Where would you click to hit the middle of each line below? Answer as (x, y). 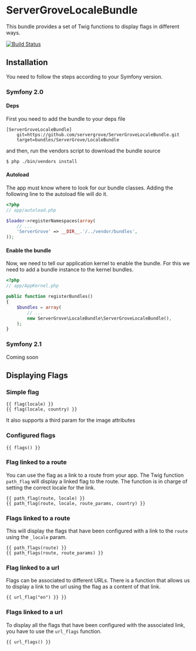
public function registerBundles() (50, 297)
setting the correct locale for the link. (51, 487)
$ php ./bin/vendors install (42, 161)
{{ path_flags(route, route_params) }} (55, 553)
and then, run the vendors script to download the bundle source (83, 151)
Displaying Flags (37, 375)
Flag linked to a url (33, 568)
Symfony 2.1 (24, 344)
